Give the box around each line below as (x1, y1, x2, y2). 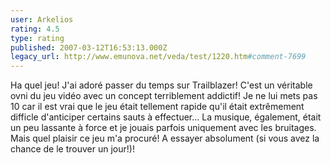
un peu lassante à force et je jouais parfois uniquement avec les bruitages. (10, 122, 317, 134)
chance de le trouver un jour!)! (10, 143, 135, 155)
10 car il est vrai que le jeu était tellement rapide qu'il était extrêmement (10, 101, 305, 113)
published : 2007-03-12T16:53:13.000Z (10, 42, 168, 53)
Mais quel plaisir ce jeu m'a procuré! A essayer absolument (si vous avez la (10, 132, 320, 145)
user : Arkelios (10, 14, 74, 25)
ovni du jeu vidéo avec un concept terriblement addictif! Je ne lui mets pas (10, 90, 318, 102)
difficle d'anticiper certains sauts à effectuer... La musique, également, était (10, 111, 322, 123)
